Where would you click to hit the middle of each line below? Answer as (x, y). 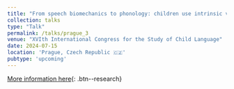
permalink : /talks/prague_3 (48, 33)
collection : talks (34, 20)
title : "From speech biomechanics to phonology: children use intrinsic (115, 14)
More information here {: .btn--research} (65, 79)
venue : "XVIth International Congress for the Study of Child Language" (115, 40)
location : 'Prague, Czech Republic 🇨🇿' (67, 53)
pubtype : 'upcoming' (37, 59)
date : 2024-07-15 (32, 46)
